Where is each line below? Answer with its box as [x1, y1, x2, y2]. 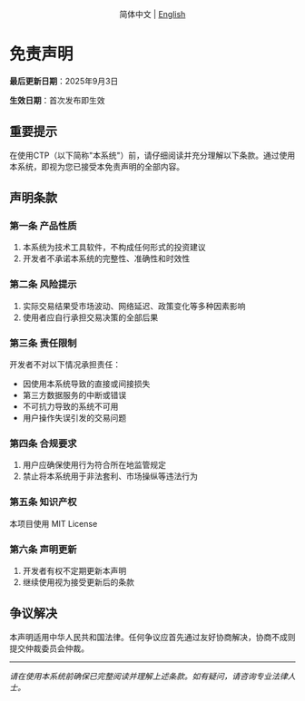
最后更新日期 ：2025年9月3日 [9, 75, 119, 86]
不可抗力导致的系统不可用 [22, 401, 119, 412]
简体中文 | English [119, 9, 186, 19]
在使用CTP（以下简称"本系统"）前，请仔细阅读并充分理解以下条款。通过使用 [9, 150, 296, 161]
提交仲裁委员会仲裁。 [9, 643, 89, 654]
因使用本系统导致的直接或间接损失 [22, 378, 151, 389]
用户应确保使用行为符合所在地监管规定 [22, 460, 166, 471]
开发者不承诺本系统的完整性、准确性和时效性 [22, 253, 191, 264]
